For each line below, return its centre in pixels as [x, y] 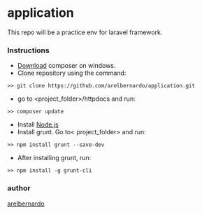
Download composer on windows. [66, 66]
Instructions [29, 50]
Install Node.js [38, 124]
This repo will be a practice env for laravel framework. [85, 32]
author [19, 188]
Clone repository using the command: [72, 73]
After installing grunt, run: [54, 158]
